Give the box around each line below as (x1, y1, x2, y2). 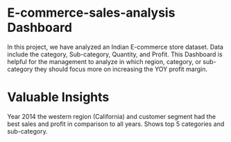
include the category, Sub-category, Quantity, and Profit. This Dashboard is (7, 50, 223, 58)
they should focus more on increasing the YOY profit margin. (34, 65, 208, 73)
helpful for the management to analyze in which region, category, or (7, 57, 202, 65)
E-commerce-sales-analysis (7, 5, 176, 21)
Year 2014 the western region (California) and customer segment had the (7, 112, 216, 120)
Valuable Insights (7, 89, 110, 105)
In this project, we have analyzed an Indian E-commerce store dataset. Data (7, 42, 224, 51)
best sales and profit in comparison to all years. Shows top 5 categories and (7, 120, 225, 128)
